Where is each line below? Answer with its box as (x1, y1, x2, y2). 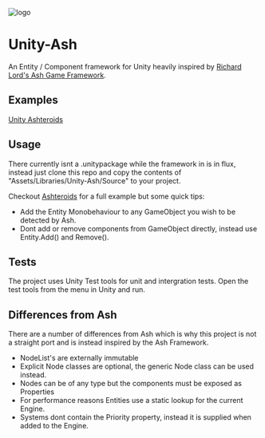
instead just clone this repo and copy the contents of (8, 168, 182, 177)
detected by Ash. (19, 215, 77, 225)
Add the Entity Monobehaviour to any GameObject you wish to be (19, 207, 236, 216)
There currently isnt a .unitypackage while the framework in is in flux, (8, 159, 236, 168)
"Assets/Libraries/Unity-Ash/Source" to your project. (8, 176, 181, 185)
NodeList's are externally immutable (19, 353, 139, 363)
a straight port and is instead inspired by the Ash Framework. (8, 337, 209, 347)
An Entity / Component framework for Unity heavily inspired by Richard (8, 61, 242, 71)
